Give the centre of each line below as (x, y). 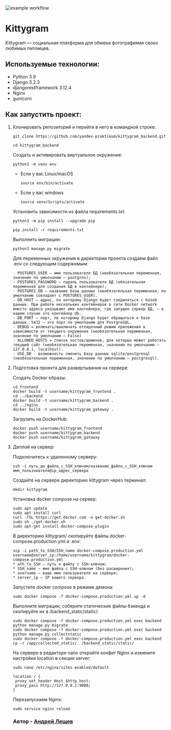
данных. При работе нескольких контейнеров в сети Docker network (85, 304)
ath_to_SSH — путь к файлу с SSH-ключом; (62, 564)
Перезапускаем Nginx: (38, 699)
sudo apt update (30, 508)
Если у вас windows (42, 193)
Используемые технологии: (52, 64)
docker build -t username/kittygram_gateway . (63, 409)
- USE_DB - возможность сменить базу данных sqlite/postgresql (81, 353)
